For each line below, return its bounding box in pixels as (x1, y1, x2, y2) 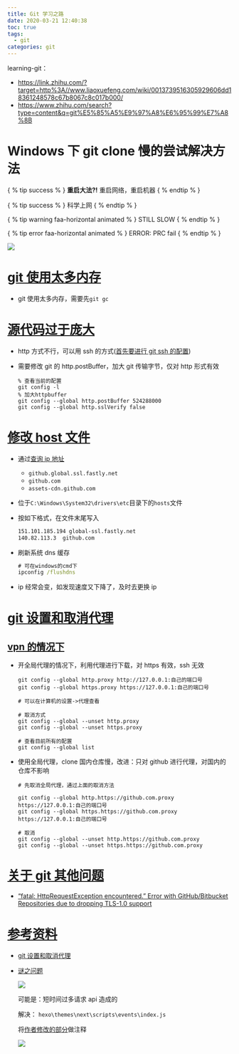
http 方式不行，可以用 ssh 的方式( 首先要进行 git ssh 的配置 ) (17, 347, 191, 355)
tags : (7, 30, 23, 38)
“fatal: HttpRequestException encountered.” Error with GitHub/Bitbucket (17, 892, 229, 900)
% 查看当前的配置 (17, 377, 62, 384)
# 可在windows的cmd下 (17, 562, 78, 569)
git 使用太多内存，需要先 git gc (17, 294, 109, 302)
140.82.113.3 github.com (17, 534, 95, 542)
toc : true (7, 23, 37, 31)
